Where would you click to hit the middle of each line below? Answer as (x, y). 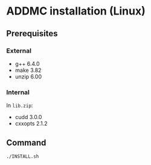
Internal (18, 92)
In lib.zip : (20, 105)
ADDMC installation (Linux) (76, 11)
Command (26, 142)
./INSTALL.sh (23, 156)
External (19, 51)
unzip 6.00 (28, 76)
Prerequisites (32, 34)
